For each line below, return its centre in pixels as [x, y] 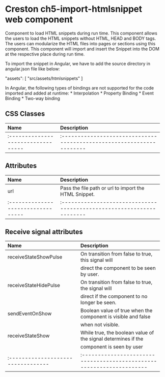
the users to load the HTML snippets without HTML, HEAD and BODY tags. [81, 38]
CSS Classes [25, 114]
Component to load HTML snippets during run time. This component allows [81, 33]
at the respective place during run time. [45, 54]
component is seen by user [112, 347]
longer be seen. [98, 303]
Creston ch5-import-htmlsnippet [74, 9]
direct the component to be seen [118, 268]
